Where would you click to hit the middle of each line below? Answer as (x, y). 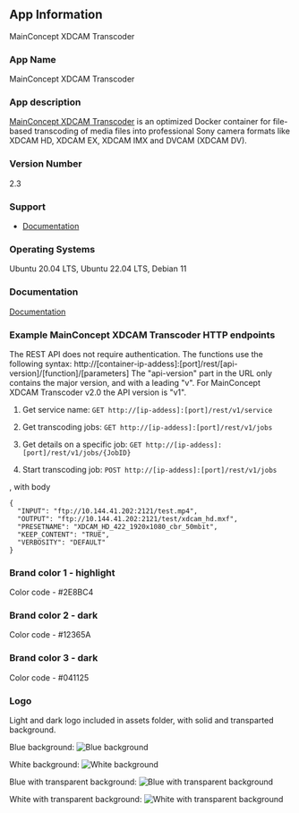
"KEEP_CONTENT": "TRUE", (64, 535)
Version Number (46, 164)
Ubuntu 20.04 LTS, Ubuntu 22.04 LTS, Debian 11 (98, 269)
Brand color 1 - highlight (62, 572)
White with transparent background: (76, 800)
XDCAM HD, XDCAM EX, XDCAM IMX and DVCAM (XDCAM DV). (128, 141)
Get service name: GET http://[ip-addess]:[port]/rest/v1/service (147, 409)
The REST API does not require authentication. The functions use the (137, 354)
